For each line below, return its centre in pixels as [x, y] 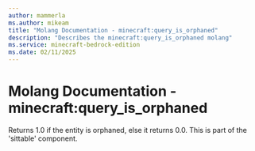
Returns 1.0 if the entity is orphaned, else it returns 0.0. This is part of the [128, 130]
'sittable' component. [43, 138]
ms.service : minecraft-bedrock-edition [74, 45]
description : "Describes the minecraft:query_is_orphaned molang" [120, 38]
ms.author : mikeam [39, 23]
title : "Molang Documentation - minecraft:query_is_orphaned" [113, 30]
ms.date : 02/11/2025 [42, 52]
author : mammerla [37, 15]
